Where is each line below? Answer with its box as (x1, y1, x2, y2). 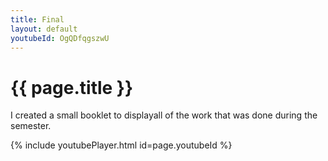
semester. (10, 120, 52, 132)
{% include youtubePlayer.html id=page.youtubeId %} (10, 139, 233, 151)
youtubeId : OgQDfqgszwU (10, 33, 110, 43)
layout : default (10, 24, 78, 34)
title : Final (10, 14, 65, 25)
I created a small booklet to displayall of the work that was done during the (10, 109, 318, 121)
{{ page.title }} (10, 76, 134, 99)
